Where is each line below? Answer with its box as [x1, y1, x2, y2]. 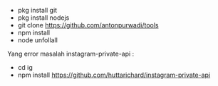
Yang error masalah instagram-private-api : [7, 49, 135, 58]
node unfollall [17, 36, 58, 44]
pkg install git [17, 6, 58, 14]
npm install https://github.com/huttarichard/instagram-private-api [17, 70, 211, 79]
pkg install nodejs [17, 13, 70, 22]
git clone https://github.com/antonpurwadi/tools [17, 21, 159, 29]
